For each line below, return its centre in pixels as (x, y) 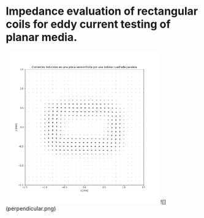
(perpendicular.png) (31, 208)
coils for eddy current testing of (88, 24)
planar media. (42, 37)
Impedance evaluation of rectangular (102, 11)
